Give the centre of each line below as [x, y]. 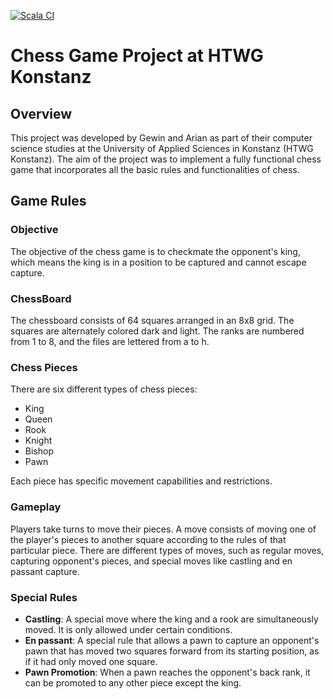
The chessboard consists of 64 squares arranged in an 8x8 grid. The [152, 320]
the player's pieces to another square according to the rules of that [148, 539]
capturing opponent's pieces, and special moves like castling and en [151, 561]
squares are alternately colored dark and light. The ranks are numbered [157, 331]
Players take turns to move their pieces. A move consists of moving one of [163, 529]
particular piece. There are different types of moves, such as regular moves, [167, 550]
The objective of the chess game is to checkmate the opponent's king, [155, 251]
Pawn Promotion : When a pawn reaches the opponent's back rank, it [167, 672]
